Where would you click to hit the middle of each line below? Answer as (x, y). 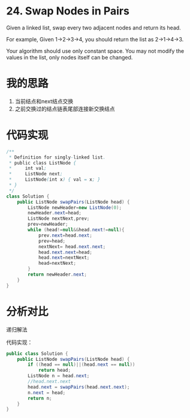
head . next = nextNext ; (64, 258)
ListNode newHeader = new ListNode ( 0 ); (75, 207)
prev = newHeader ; (48, 224)
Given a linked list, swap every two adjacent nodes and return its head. (94, 28)
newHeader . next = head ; (55, 213)
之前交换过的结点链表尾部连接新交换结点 (65, 109)
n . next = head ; (47, 392)
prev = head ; (52, 241)
